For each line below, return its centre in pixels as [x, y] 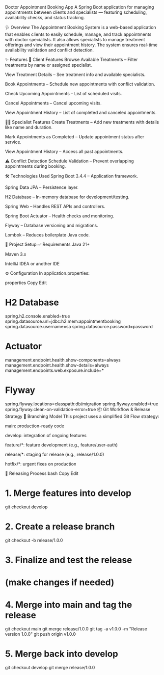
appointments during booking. [36, 166]
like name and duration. [29, 127]
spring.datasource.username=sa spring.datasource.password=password [79, 326]
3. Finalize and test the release [69, 560]
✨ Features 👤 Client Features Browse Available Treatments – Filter [71, 59]
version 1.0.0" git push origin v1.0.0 [41, 634]
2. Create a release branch [60, 526]
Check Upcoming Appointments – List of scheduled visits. [64, 93]
